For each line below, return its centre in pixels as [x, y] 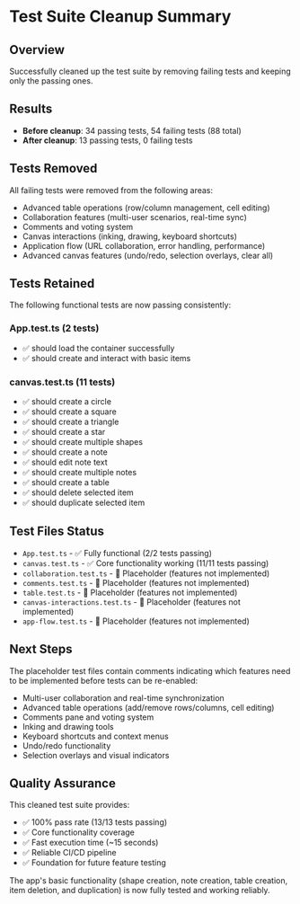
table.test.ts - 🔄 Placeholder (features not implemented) [130, 592]
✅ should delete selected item [78, 492]
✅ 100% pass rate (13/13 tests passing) [95, 822]
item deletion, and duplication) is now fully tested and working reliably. [140, 891]
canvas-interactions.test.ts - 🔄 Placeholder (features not [131, 602]
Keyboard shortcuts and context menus [95, 736]
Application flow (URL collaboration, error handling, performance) [144, 245]
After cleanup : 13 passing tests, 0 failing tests [107, 140]
